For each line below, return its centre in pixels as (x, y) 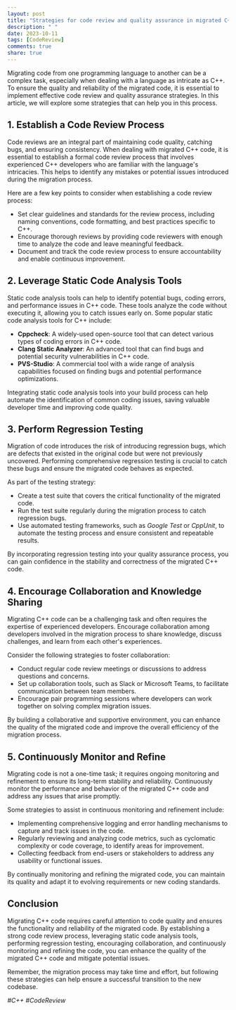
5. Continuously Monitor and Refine (87, 757)
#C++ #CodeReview (37, 1000)
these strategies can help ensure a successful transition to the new (104, 979)
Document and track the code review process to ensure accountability (119, 251)
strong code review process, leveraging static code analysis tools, (103, 935)
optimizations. (38, 378)
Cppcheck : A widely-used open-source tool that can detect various (116, 334)
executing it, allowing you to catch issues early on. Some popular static (110, 313)
